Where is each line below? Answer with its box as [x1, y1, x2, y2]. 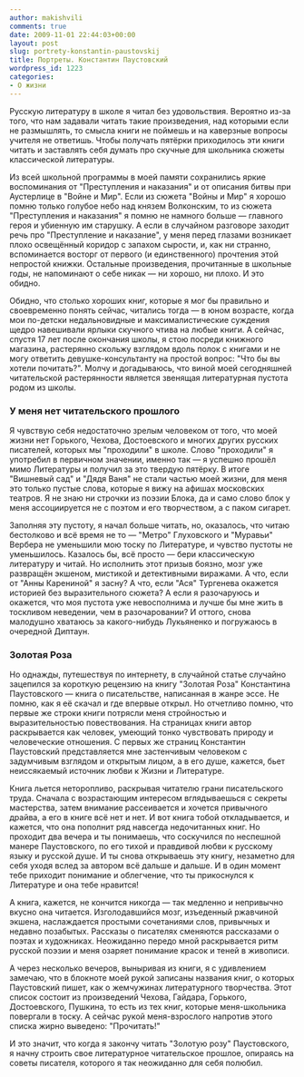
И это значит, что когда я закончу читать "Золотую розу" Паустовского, [9, 1038, 289, 1049]
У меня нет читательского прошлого [9, 405, 180, 417]
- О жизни [9, 81, 47, 90]
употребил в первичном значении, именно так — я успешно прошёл [9, 454, 277, 465]
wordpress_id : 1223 [9, 64, 83, 73]
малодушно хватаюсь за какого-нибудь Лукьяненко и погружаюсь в [9, 616, 278, 627]
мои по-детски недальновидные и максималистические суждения [9, 314, 270, 325]
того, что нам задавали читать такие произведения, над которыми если [9, 115, 289, 126]
